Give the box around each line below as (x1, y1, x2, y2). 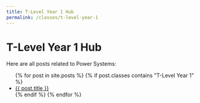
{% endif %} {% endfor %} (14, 91, 82, 98)
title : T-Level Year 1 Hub (6, 8, 74, 15)
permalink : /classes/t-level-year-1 (6, 14, 98, 20)
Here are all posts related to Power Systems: (6, 60, 116, 67)
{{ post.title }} (14, 85, 49, 92)
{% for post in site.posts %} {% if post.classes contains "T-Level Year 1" (14, 72, 195, 79)
